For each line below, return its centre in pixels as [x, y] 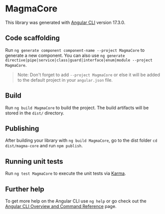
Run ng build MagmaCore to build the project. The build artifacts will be [77, 107]
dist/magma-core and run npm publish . [44, 146]
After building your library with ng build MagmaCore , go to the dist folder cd [81, 140]
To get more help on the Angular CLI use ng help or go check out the [76, 201]
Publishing [22, 128]
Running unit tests [34, 161]
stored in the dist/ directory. [35, 113]
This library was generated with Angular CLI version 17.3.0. [65, 22]
